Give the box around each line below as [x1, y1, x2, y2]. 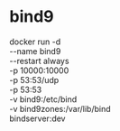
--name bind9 [9, 45, 61, 56]
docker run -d [9, 36, 61, 47]
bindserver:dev [9, 113, 66, 124]
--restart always [9, 55, 69, 66]
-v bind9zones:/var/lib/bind [9, 103, 111, 114]
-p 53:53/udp [9, 74, 60, 85]
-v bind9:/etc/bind [9, 93, 78, 105]
